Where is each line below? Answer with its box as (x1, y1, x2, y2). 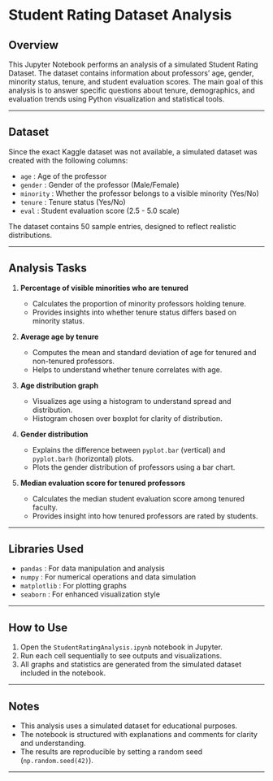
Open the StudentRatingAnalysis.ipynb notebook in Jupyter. (19, 642, 223, 652)
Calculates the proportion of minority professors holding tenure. (32, 298, 246, 308)
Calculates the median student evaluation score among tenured (32, 493, 245, 503)
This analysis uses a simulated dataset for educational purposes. (19, 721, 238, 731)
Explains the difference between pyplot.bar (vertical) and (32, 445, 226, 454)
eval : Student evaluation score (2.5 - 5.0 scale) (19, 206, 180, 215)
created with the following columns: (8, 155, 128, 165)
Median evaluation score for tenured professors (19, 478, 185, 488)
